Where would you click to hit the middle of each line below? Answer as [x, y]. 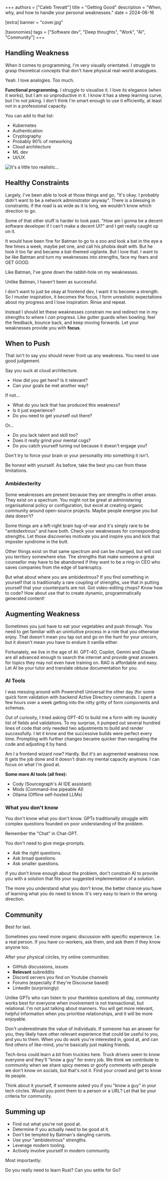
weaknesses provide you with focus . [43, 327]
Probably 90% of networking [42, 141]
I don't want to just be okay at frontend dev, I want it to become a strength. [82, 291]
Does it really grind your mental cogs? [51, 440]
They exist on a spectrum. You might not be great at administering [73, 500]
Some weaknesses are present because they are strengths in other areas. [81, 494]
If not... [12, 395]
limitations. [16, 470]
